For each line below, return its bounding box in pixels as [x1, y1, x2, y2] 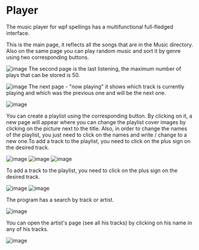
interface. [6, 29, 30, 36]
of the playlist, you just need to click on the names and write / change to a [6, 131, 187, 138]
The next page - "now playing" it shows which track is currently [29, 83, 185, 90]
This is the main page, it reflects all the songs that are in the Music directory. [6, 41, 194, 48]
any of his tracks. [6, 225, 49, 232]
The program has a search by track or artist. [6, 196, 114, 203]
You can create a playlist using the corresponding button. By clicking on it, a [6, 112, 192, 119]
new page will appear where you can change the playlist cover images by [6, 118, 186, 125]
